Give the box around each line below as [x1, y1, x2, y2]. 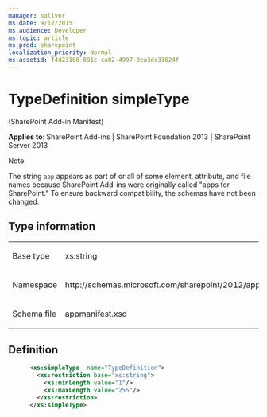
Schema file [12, 308, 57, 319]
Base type [12, 250, 50, 261]
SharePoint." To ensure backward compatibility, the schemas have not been [8, 188, 257, 197]
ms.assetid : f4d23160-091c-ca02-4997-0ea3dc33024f [8, 57, 180, 64]
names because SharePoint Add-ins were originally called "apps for [8, 180, 230, 189]
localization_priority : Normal [8, 49, 112, 57]
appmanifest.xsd [64, 308, 127, 319]
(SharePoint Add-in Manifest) [8, 116, 104, 126]
